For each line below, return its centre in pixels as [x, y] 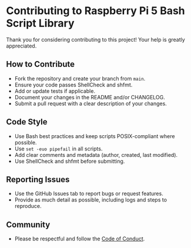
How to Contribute [41, 64]
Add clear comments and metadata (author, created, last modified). [96, 155]
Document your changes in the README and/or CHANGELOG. [90, 97]
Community [28, 224]
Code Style [27, 122]
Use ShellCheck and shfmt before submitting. [70, 161]
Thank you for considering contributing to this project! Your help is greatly [95, 39]
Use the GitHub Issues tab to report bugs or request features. [89, 194]
